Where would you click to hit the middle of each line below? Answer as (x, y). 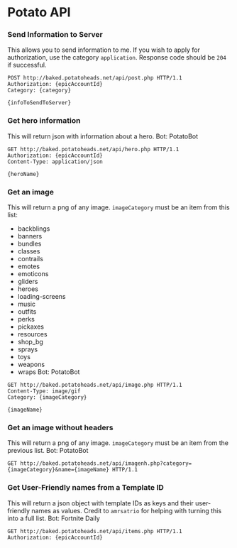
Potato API (39, 12)
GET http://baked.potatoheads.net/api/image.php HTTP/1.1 (95, 385)
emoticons (33, 274)
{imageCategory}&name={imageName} (59, 470)
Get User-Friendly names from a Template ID (86, 488)
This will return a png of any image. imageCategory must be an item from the (118, 443)
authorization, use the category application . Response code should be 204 (117, 57)
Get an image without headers (60, 428)
